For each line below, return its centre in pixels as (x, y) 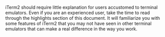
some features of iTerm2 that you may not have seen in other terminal (78, 23)
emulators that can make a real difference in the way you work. (71, 29)
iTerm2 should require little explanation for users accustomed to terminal (81, 7)
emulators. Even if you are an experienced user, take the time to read (78, 13)
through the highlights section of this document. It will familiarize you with (83, 18)
